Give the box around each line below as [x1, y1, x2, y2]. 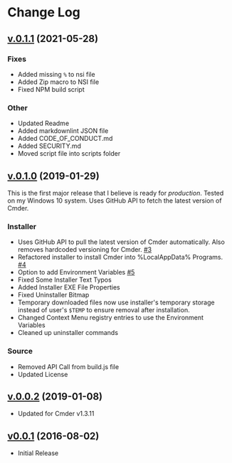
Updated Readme [17, 119, 70, 128]
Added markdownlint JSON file [17, 127, 109, 135]
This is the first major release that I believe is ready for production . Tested [7, 188, 224, 197]
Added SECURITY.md [17, 142, 82, 150]
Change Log [7, 4, 80, 21]
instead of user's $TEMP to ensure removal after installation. [17, 306, 190, 314]
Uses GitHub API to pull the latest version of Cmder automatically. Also [17, 238, 226, 246]
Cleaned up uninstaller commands [17, 329, 119, 337]
